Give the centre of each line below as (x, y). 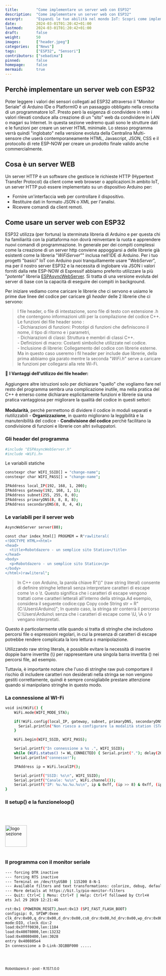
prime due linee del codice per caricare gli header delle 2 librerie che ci (78, 296)
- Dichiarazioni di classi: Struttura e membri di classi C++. (76, 338)
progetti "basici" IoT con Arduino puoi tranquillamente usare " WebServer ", (81, 261)
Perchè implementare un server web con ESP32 (80, 90)
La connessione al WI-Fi (35, 697)
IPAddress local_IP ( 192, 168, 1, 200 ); (46, 486)
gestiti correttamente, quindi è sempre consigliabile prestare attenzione (78, 680)
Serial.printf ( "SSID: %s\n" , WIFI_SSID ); (57, 776)
